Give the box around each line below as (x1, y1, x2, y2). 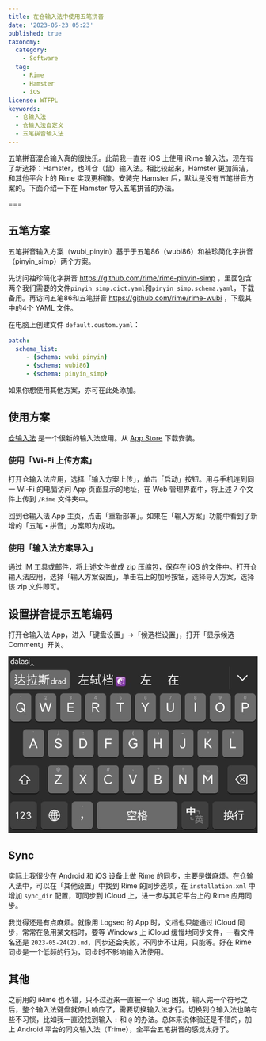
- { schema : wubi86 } (25, 361, 90, 370)
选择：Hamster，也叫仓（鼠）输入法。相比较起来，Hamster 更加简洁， (21, 163, 253, 173)
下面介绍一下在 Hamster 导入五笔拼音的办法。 (28, 183, 179, 193)
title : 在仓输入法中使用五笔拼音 (8, 13, 104, 21)
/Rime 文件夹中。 (37, 494, 93, 504)
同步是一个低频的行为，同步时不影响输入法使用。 (8, 947, 168, 956)
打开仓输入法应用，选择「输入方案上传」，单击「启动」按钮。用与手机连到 (8, 475, 248, 484)
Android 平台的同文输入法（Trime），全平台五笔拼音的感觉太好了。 (17, 1024, 234, 1034)
